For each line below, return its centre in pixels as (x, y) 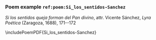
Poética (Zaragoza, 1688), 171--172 (41, 23)
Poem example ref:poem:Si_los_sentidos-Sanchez (65, 7)
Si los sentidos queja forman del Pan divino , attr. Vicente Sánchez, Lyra (78, 18)
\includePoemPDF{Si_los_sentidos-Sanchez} (51, 33)
